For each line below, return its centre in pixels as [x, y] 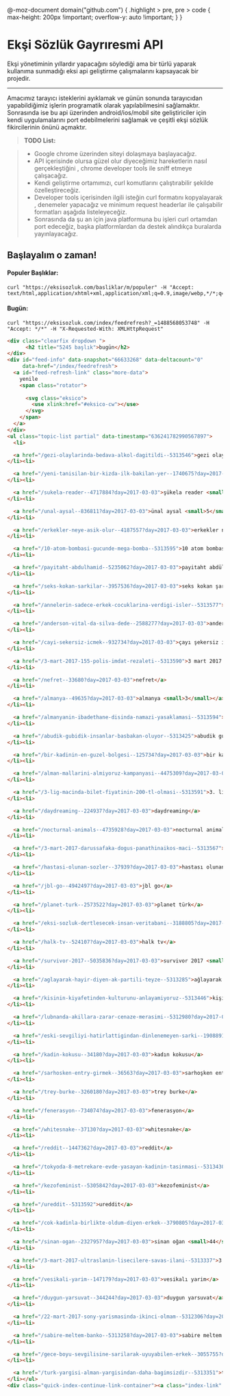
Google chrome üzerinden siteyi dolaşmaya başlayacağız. [115, 153]
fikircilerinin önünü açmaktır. [47, 127]
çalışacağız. [51, 175]
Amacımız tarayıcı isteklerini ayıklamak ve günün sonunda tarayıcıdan [105, 98]
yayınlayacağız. [56, 234]
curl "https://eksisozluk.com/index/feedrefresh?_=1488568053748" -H [108, 323]
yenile [29, 379]
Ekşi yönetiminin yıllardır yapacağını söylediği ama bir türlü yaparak [102, 64]
